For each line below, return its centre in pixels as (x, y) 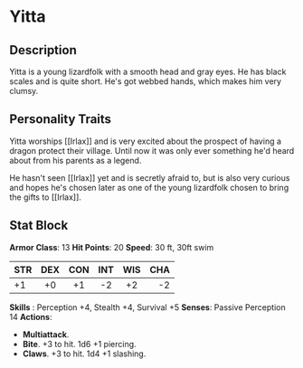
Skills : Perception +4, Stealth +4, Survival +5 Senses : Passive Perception (148, 307)
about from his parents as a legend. (76, 160)
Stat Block (39, 226)
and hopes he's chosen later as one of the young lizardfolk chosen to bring (149, 187)
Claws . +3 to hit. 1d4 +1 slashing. (84, 354)
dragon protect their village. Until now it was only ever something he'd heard (152, 150)
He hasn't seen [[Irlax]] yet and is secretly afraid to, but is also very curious (150, 177)
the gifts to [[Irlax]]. (45, 197)
